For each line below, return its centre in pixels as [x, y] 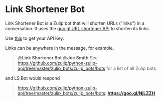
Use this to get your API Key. [35, 38]
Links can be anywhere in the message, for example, [60, 48]
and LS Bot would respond [33, 78]
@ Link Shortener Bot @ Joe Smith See [57, 58]
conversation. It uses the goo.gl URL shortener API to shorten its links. [78, 28]
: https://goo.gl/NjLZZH [130, 93]
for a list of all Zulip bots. [132, 68]
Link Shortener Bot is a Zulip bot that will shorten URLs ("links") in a [75, 23]
